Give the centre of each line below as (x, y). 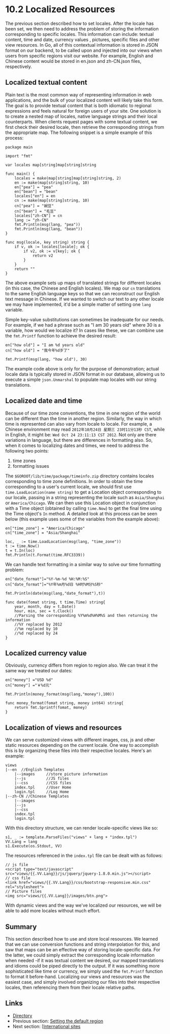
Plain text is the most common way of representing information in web (78, 94)
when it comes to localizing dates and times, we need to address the (77, 445)
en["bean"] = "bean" (36, 191)
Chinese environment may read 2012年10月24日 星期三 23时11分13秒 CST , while (85, 429)
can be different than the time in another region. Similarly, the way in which (84, 418)
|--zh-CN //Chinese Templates (37, 797)
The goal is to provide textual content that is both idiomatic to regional (78, 106)
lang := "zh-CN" (32, 220)
